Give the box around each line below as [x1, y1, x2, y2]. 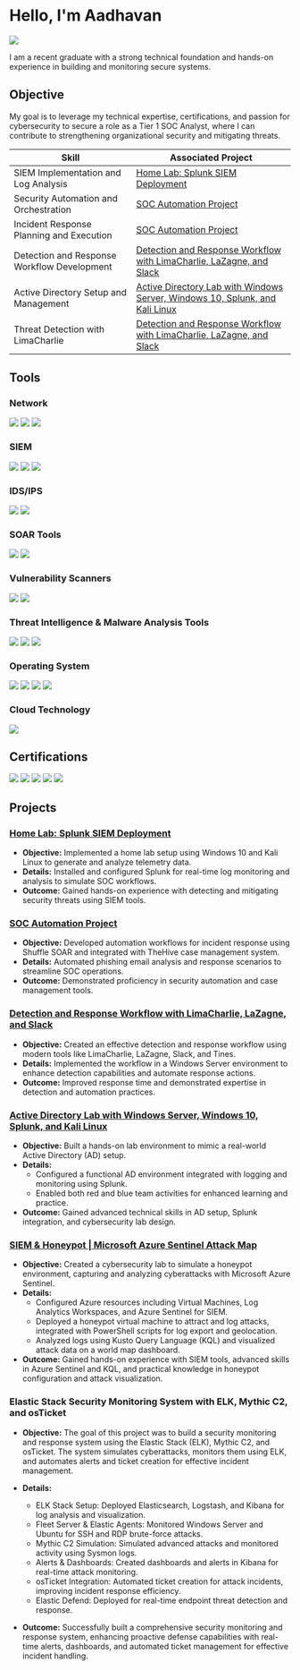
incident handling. [21, 1650, 89, 1661]
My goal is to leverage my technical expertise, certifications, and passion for [9, 111, 290, 122]
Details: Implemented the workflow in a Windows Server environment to [21, 1058, 288, 1069]
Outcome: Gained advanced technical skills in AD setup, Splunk [21, 1206, 258, 1217]
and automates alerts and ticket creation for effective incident [21, 1455, 249, 1466]
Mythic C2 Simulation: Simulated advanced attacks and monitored [35, 1538, 279, 1548]
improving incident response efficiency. [35, 1585, 181, 1596]
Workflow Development [13, 260, 112, 273]
